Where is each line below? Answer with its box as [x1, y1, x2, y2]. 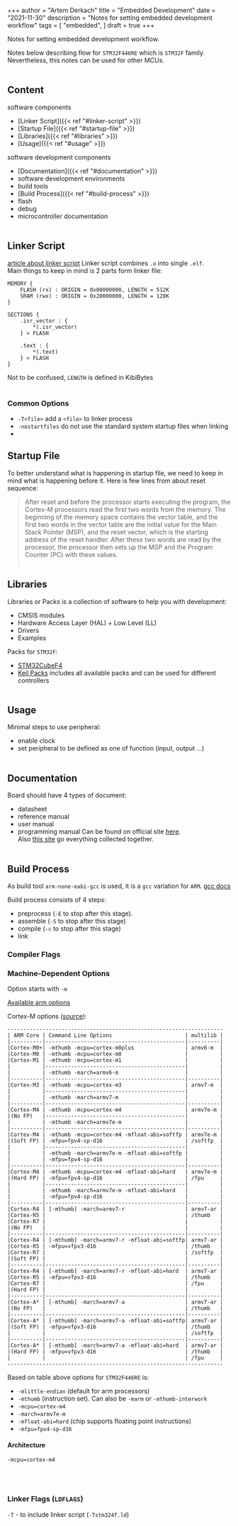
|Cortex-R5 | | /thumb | [7, 1212, 223, 1219]
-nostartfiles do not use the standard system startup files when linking [17, 422, 229, 430]
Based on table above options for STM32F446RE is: [7, 1373, 149, 1381]
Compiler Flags [7, 949, 61, 959]
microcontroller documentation [17, 212, 108, 220]
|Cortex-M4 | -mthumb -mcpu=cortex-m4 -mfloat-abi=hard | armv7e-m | [7, 1169, 223, 1176]
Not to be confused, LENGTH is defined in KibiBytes [7, 373, 154, 381]
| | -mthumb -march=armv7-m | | [7, 1094, 223, 1101]
